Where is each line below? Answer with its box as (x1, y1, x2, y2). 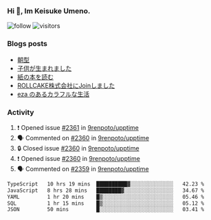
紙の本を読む (16, 72, 54, 81)
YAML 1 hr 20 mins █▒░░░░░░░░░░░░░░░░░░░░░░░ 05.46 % (7, 193, 205, 200)
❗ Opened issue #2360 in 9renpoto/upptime (16, 154, 141, 162)
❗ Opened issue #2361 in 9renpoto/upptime (16, 123, 140, 131)
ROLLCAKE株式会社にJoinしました (16, 81, 115, 89)
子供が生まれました (16, 64, 72, 72)
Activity (7, 107, 34, 117)
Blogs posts (7, 39, 48, 49)
